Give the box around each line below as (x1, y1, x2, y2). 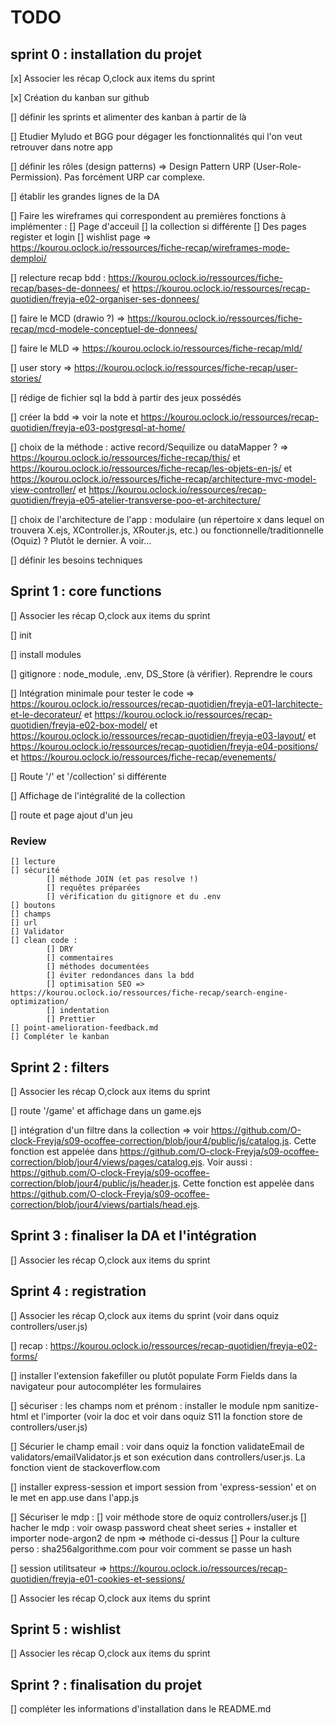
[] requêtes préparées (46, 883, 141, 893)
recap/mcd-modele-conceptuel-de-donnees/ (10, 323, 198, 335)
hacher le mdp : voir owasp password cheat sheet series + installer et (10, 1521, 297, 1533)
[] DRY (46, 944, 74, 955)
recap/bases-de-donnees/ (10, 282, 120, 294)
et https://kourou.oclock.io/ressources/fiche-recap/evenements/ (10, 751, 277, 763)
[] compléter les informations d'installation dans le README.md (10, 1703, 272, 1715)
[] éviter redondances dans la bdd (46, 971, 195, 981)
